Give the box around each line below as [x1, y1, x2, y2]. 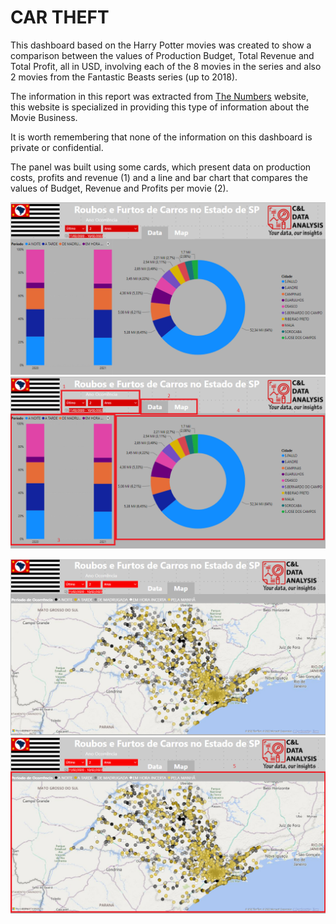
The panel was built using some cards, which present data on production [10, 161, 312, 173]
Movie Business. [10, 111, 78, 123]
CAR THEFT [10, 6, 110, 29]
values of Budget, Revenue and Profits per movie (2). [10, 182, 229, 194]
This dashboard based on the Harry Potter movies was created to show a [10, 39, 312, 51]
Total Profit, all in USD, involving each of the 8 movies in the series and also [10, 60, 322, 72]
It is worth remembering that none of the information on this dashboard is [10, 131, 313, 143]
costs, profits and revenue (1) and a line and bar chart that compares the [10, 171, 308, 183]
